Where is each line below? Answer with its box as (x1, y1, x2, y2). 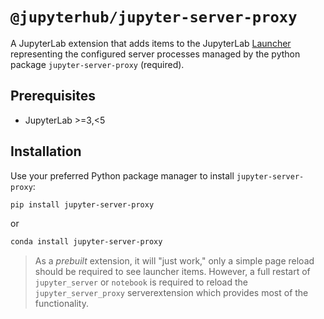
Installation (10, 143, 82, 160)
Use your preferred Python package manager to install (10, 169, 235, 182)
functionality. (34, 298, 89, 310)
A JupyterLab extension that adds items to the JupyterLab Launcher (10, 37, 292, 49)
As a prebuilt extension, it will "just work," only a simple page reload (34, 255, 315, 267)
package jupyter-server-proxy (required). (10, 58, 185, 70)
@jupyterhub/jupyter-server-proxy (10, 8, 298, 27)
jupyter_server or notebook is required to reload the (34, 276, 248, 288)
